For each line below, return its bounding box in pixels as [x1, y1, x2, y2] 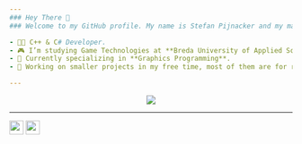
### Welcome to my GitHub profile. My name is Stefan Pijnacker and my [9, 21, 283, 30]
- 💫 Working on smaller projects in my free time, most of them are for [9, 63, 288, 72]
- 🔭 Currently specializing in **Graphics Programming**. [9, 55, 231, 64]
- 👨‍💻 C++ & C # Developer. [9, 38, 106, 47]
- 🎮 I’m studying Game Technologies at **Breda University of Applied [9, 46, 283, 55]
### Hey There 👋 [9, 13, 70, 22]
